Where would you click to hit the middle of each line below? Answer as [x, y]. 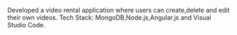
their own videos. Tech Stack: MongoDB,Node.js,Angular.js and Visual [109, 17]
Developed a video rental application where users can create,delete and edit [118, 10]
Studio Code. [27, 25]
